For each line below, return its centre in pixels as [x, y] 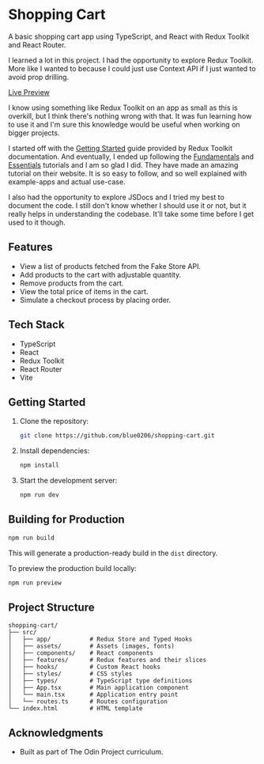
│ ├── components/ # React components [81, 653]
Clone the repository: [54, 422]
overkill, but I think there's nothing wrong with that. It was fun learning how [130, 115]
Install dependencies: [55, 451]
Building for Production [66, 520]
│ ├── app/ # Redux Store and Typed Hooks [100, 639]
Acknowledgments [56, 733]
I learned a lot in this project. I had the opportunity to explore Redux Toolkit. [131, 60]
